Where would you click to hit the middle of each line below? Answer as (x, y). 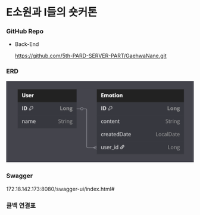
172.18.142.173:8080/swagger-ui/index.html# (60, 189)
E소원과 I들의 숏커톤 (52, 12)
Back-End (27, 44)
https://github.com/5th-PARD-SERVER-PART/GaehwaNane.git (90, 56)
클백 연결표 (21, 205)
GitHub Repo (25, 32)
